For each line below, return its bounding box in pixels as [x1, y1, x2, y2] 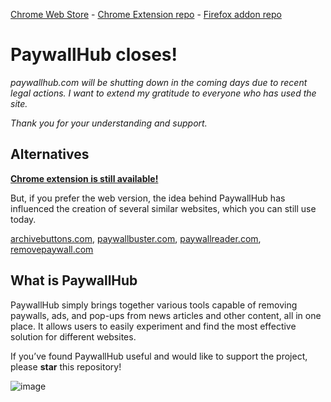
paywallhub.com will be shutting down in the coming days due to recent [10, 76, 308, 88]
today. [10, 213, 37, 225]
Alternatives [10, 146, 90, 163]
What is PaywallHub [10, 272, 138, 289]
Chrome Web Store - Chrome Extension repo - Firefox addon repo [10, 9, 282, 20]
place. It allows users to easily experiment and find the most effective [10, 320, 297, 332]
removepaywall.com [10, 243, 94, 255]
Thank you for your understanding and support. [10, 117, 208, 129]
